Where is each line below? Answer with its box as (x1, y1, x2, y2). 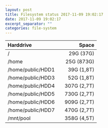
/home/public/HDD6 (7, 99, 55, 106)
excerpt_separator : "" (5, 21, 52, 26)
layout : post (5, 7, 32, 12)
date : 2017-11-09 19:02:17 (5, 16, 61, 21)
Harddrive (7, 42, 32, 49)
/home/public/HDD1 (7, 66, 55, 73)
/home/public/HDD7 (7, 107, 55, 114)
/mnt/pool (7, 115, 31, 122)
